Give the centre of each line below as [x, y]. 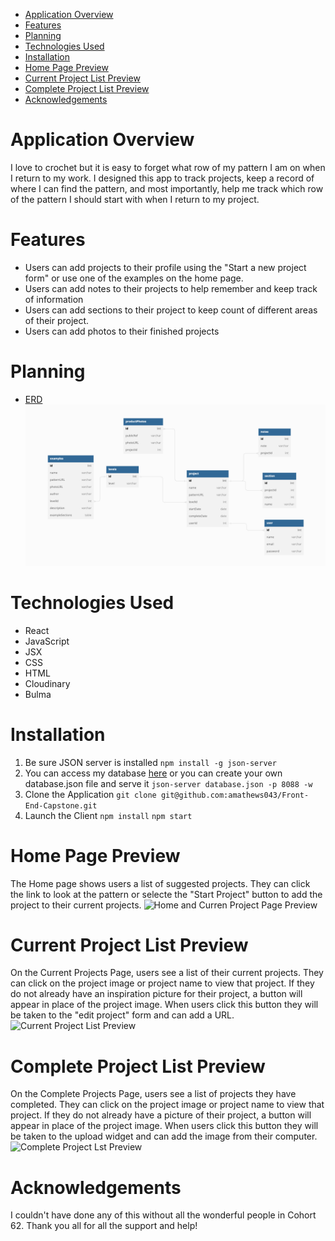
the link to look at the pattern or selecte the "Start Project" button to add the [166, 894]
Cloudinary [47, 683]
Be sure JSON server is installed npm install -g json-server [150, 762]
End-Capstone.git [61, 805]
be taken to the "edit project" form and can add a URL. [122, 1015]
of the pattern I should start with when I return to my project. [135, 199]
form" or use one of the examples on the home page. [134, 278]
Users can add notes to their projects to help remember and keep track [171, 288]
